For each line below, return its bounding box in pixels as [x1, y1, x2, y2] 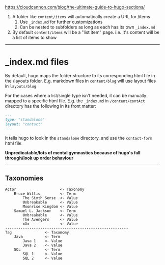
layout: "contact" [5, 121, 43, 127]
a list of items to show [12, 34, 57, 40]
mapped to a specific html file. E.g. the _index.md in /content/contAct [5, 98, 145, 104]
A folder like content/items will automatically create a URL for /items [12, 14, 151, 19]
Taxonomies [5, 174, 44, 182]
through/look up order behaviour [5, 155, 74, 161]
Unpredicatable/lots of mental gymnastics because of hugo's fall [5, 150, 141, 156]
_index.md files [5, 57, 69, 68]
